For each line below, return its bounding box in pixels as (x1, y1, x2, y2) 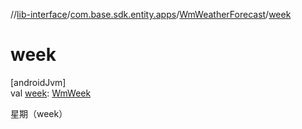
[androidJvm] (10, 76, 67, 88)
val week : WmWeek (10, 87, 92, 99)
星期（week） (10, 107, 68, 119)
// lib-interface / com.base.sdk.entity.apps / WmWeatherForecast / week (10, 9, 292, 20)
